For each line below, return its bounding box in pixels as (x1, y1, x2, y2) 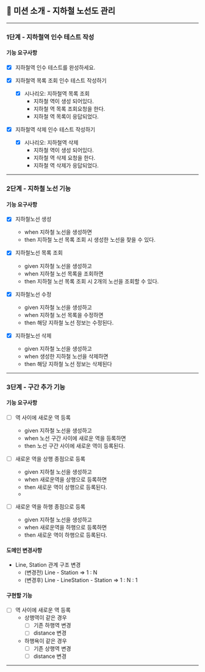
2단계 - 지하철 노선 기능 (6, 184, 71, 193)
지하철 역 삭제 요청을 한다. (33, 154, 96, 162)
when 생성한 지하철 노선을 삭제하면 (24, 353, 109, 360)
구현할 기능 (6, 591, 32, 599)
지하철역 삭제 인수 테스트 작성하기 (15, 126, 96, 133)
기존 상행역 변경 (33, 644, 71, 652)
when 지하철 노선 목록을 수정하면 (24, 311, 104, 318)
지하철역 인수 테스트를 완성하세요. (15, 64, 96, 71)
